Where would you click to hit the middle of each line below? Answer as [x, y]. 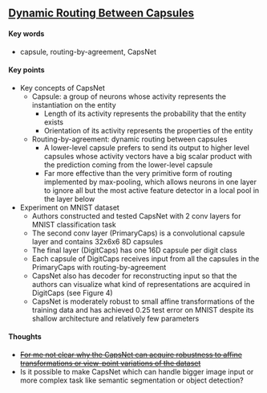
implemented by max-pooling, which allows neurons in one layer [150, 182]
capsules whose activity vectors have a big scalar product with [148, 156]
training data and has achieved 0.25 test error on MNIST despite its [143, 309]
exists [54, 122]
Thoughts [25, 337]
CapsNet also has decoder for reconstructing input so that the [134, 276]
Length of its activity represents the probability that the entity [145, 113]
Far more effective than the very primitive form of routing [138, 173]
